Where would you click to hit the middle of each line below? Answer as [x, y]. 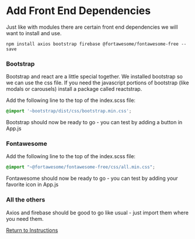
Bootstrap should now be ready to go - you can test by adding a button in [94, 122]
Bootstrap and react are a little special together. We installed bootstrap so [94, 77]
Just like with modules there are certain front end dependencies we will [92, 27]
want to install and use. [34, 33]
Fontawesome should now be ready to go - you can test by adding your [92, 178]
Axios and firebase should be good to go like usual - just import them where [97, 213]
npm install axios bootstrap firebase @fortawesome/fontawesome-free [93, 44]
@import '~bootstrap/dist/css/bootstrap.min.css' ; [69, 111]
